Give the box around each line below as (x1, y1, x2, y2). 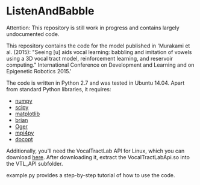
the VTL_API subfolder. (6, 160, 63, 167)
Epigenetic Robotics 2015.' (6, 67, 72, 74)
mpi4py (14, 129, 34, 136)
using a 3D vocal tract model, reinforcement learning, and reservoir (6, 55, 173, 62)
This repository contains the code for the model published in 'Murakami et (6, 42, 190, 49)
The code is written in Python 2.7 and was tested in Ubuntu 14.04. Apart (6, 79, 185, 86)
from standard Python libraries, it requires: (6, 85, 111, 92)
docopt (14, 135, 33, 142)
